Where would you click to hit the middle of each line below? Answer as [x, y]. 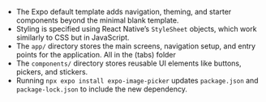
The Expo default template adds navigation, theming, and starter [124, 12]
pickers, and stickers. [52, 72]
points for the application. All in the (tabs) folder [96, 55]
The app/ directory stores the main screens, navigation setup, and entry [136, 46]
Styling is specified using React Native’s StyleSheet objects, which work [136, 29]
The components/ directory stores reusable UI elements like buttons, [129, 63]
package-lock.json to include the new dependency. [102, 89]
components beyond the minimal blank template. [97, 20]
